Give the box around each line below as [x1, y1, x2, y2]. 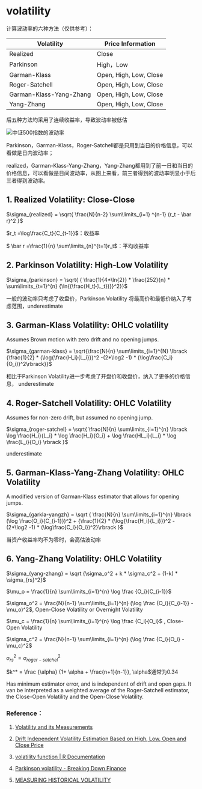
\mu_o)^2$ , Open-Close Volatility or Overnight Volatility [6, 606, 143, 613]
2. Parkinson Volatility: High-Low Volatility [6, 260, 168, 270]
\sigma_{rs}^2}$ [6, 576, 46, 583]
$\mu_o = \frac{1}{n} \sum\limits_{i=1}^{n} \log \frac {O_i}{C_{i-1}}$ [6, 588, 172, 595]
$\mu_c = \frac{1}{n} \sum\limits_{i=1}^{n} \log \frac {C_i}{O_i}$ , [6, 617, 166, 624]
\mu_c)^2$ [6, 642, 32, 649]
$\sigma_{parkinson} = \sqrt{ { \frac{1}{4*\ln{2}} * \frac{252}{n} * [6, 276, 170, 283]
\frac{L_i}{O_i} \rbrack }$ [6, 439, 69, 446]
